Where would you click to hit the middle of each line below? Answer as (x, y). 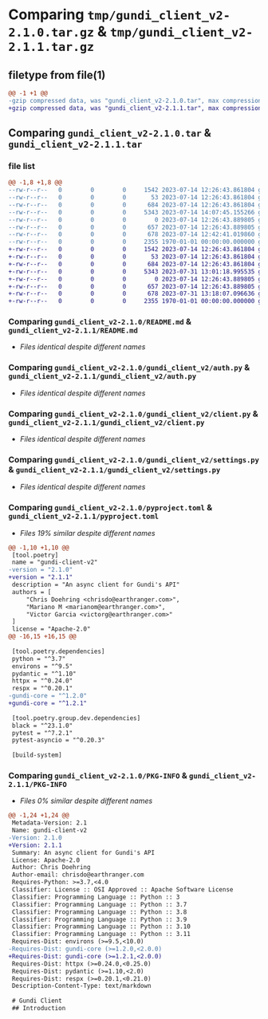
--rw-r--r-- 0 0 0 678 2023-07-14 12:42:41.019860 (132, 234)
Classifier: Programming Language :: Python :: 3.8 (99, 912)
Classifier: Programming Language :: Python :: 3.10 (101, 927)
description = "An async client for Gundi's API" (96, 585)
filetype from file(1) (57, 75)
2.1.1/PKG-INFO (38, 784)
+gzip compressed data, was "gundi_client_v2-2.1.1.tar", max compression (135, 108)
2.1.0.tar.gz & (58, 31)
